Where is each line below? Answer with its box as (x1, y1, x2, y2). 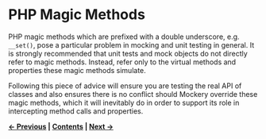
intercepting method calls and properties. (8, 106, 144, 116)
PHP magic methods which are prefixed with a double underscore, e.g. (8, 32, 240, 41)
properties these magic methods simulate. (8, 65, 147, 75)
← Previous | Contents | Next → (8, 122, 114, 131)
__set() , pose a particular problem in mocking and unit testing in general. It (8, 40, 255, 49)
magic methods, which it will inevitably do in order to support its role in (8, 98, 240, 107)
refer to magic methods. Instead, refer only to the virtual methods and (8, 57, 237, 67)
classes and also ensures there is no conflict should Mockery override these (8, 89, 258, 98)
